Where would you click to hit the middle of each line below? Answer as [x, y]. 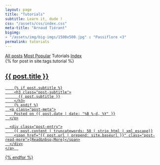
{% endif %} [26, 105]
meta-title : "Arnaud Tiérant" [36, 28]
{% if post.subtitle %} [38, 88]
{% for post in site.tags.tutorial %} [40, 61]
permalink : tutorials [27, 42]
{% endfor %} [19, 157]
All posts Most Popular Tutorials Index [44, 56]
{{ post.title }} [27, 77]
